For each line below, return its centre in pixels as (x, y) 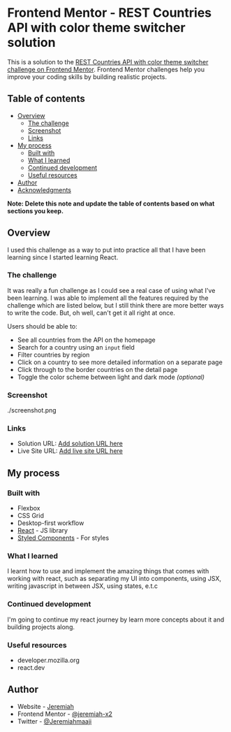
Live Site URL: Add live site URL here (70, 451)
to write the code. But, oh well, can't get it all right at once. (91, 313)
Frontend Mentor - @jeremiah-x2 (65, 714)
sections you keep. (36, 210)
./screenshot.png (32, 410)
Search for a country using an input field (76, 347)
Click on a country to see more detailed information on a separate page (120, 362)
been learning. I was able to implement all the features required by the (108, 298)
